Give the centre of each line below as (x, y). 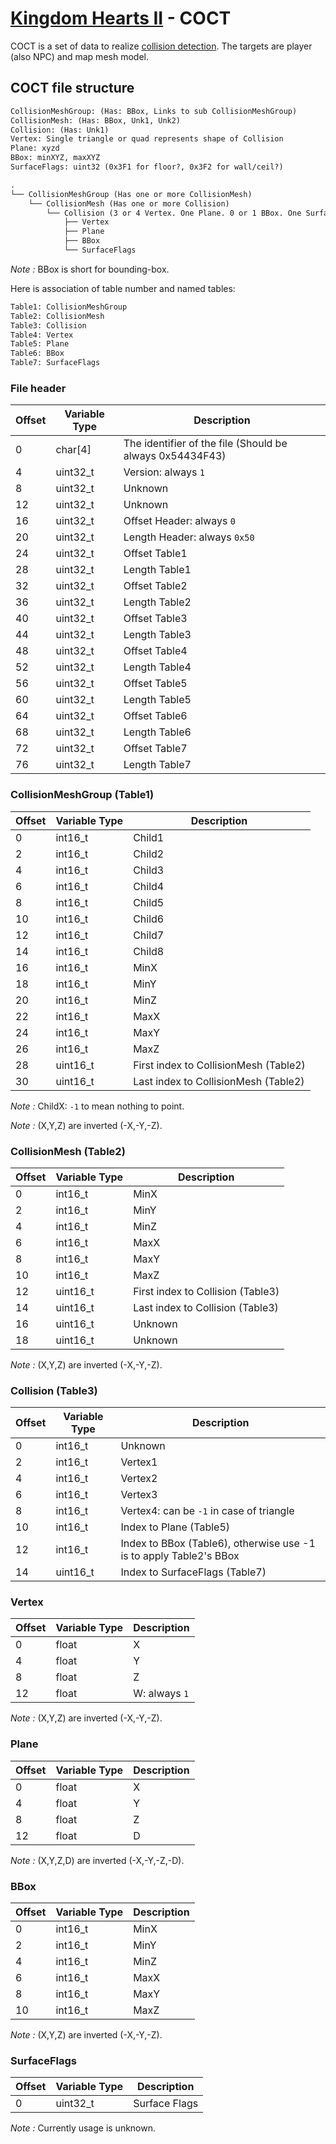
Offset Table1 (155, 554)
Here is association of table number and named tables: (123, 288)
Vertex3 (139, 1495)
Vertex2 (139, 1479)
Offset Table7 (155, 749)
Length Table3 (157, 635)
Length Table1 (157, 570)
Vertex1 (139, 1462)
